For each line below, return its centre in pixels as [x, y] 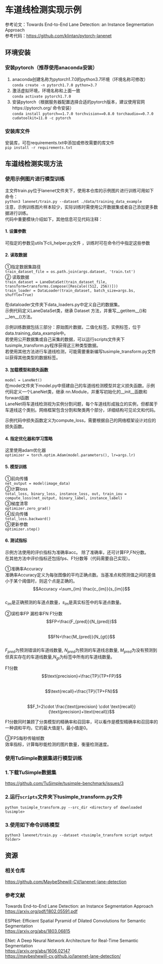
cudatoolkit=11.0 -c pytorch [41, 118]
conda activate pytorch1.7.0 [41, 96]
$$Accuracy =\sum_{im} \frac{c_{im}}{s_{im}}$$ [81, 589]
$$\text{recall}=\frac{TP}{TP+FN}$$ [81, 691]
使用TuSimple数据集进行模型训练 [44, 758]
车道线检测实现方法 [34, 164]
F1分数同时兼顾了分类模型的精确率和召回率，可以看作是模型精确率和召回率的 [81, 722]
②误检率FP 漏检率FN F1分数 [34, 613]
